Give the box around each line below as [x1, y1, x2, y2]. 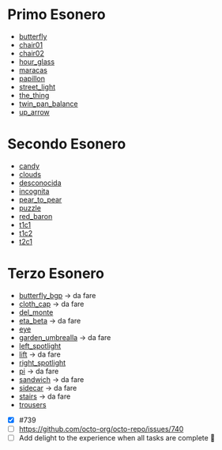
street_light [18, 81, 56, 92]
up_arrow [18, 107, 51, 116]
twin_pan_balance [18, 99, 78, 108]
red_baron [18, 211, 53, 221]
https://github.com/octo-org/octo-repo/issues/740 [18, 424, 184, 433]
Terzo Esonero [7, 265, 104, 282]
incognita [18, 186, 50, 195]
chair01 [18, 40, 43, 49]
